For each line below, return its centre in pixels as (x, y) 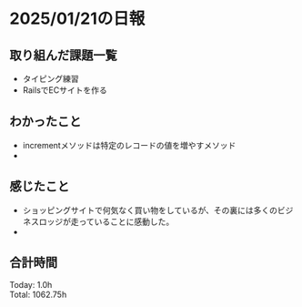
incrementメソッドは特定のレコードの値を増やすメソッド (129, 145)
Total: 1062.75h (38, 295)
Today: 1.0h (31, 285)
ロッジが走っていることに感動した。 (106, 221)
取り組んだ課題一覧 (63, 55)
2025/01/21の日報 (77, 19)
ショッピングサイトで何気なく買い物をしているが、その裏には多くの (150, 210)
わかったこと (45, 122)
